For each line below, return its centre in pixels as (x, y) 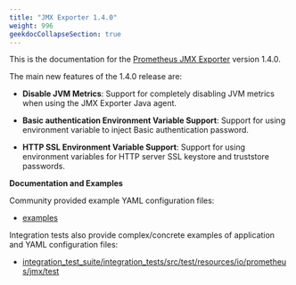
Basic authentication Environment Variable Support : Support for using (154, 120)
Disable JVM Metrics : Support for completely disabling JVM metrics (148, 94)
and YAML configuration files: (64, 245)
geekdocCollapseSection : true (66, 34)
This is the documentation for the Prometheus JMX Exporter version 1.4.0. (145, 60)
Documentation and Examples (66, 183)
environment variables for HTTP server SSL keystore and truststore (146, 157)
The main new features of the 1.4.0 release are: (96, 77)
